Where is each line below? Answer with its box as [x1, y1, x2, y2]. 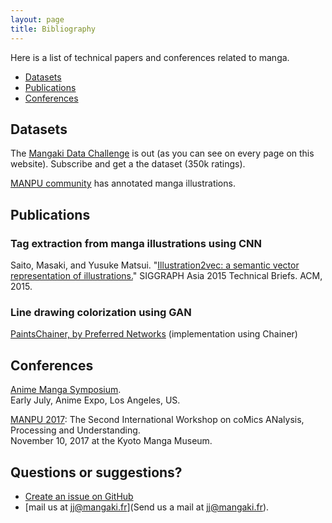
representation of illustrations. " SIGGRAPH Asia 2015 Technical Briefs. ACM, [10, 270, 323, 281]
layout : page [10, 14, 65, 25]
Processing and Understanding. [10, 424, 141, 436]
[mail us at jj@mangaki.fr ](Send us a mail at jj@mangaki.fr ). [24, 501, 270, 513]
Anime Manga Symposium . [10, 384, 122, 396]
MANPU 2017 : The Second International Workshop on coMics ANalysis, [10, 414, 305, 426]
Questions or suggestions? [10, 464, 183, 481]
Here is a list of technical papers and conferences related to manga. [10, 51, 290, 63]
